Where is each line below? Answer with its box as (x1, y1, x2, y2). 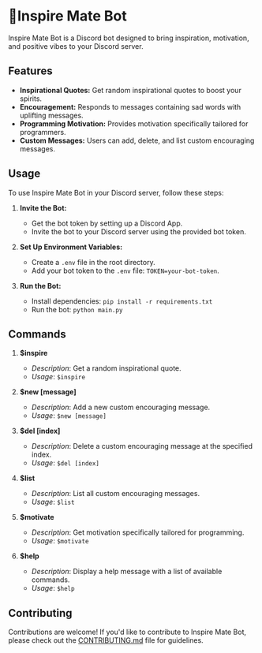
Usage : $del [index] (31, 458, 100, 468)
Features (8, 65, 53, 78)
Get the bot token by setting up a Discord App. (31, 218, 183, 228)
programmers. (19, 127, 66, 136)
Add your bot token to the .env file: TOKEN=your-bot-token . (31, 266, 219, 275)
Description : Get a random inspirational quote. (31, 364, 182, 373)
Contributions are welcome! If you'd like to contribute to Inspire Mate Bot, (8, 627, 247, 637)
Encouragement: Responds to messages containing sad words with (19, 102, 241, 111)
